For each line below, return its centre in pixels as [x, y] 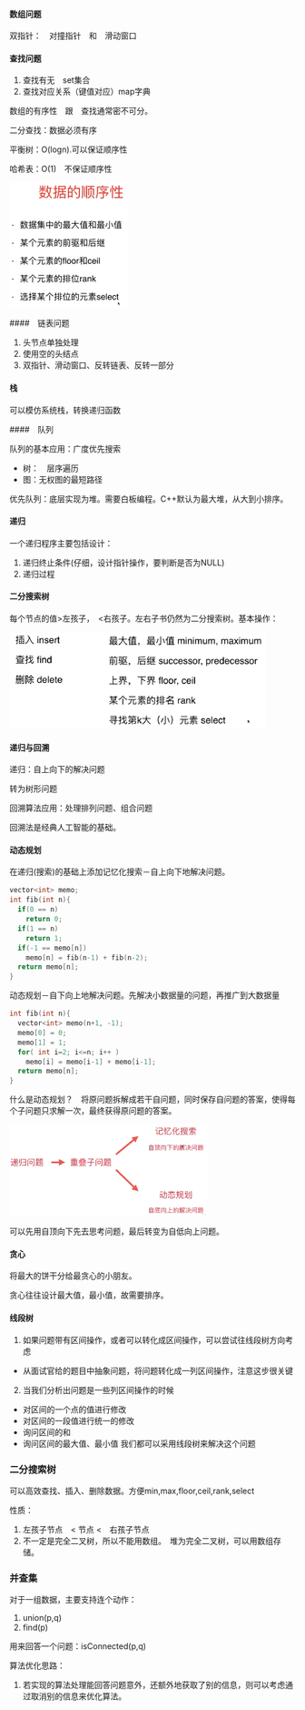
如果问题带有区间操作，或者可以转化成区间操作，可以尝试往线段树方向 [154, 1339]
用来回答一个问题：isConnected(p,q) [78, 1646]
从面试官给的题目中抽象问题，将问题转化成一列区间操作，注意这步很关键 [157, 1370]
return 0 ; [44, 920]
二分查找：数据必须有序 [53, 130]
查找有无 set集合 [56, 80]
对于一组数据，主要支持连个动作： [73, 1600]
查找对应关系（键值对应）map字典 [87, 92]
